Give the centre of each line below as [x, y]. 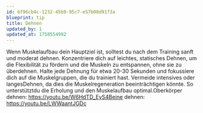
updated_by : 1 [24, 29]
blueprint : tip [26, 18]
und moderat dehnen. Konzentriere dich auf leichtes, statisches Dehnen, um [102, 58]
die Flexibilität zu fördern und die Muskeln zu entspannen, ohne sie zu [94, 65]
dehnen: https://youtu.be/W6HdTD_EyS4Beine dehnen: [76, 97]
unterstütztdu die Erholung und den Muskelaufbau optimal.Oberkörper [94, 91]
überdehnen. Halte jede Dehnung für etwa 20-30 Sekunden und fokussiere [100, 71]
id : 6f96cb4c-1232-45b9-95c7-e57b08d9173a [61, 12]
